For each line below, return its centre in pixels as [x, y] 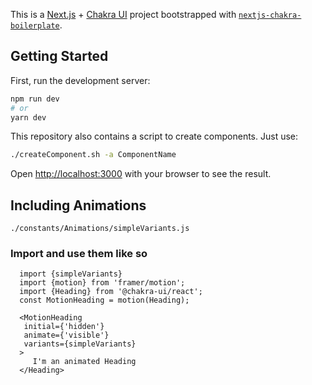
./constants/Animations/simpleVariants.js [100, 229]
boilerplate [35, 26]
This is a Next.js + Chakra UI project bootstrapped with [123, 14]
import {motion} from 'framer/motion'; [102, 283]
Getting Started [59, 56]
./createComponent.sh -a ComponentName [93, 155]
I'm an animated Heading [84, 362]
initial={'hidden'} [64, 327]
